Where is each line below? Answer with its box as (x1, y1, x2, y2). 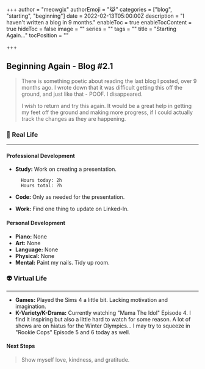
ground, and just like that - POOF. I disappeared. (21, 90, 143, 98)
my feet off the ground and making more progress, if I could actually (21, 109, 193, 116)
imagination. (15, 303, 47, 310)
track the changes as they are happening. (21, 115, 126, 122)
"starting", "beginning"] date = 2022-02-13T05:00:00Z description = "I (6, 12, 185, 20)
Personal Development (6, 219, 66, 226)
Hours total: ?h (21, 183, 62, 189)
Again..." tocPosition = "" (6, 32, 69, 39)
